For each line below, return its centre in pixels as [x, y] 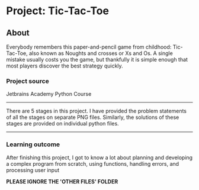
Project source [28, 81]
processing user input [33, 170]
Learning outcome [33, 144]
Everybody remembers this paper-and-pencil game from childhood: [89, 47]
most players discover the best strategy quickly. [65, 66]
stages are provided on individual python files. [63, 124]
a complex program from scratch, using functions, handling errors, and [93, 163]
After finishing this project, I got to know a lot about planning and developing [99, 157]
